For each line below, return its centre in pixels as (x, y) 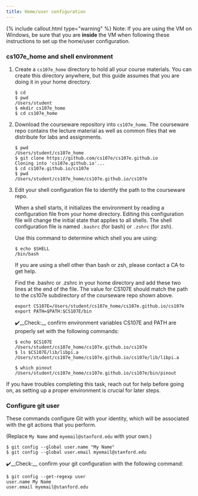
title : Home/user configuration (46, 12)
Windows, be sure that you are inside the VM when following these (88, 35)
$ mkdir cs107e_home (40, 108)
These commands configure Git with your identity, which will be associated (98, 418)
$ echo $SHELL (32, 249)
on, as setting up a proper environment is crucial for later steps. (83, 390)
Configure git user (33, 405)
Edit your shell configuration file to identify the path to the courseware (100, 189)
